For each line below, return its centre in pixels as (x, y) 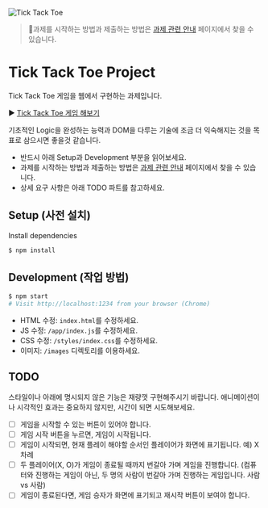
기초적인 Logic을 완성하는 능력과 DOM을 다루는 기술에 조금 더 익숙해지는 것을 (130, 130)
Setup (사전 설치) (49, 215)
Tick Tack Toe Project (82, 72)
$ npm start (28, 296)
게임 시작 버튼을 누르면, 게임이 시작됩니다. (85, 435)
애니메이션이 (240, 397)
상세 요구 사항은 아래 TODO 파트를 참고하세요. (92, 187)
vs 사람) (33, 485)
